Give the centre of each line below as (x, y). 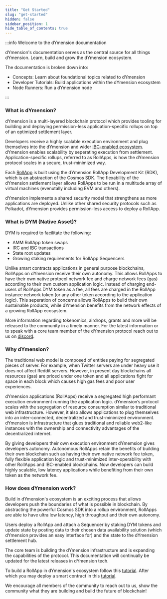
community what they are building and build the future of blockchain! (76, 591)
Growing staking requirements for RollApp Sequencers (68, 258)
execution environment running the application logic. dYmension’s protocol (82, 402)
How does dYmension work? (41, 488)
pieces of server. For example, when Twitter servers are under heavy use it (82, 365)
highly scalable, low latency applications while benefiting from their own (79, 470)
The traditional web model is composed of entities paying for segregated (80, 360)
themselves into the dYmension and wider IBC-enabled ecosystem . (74, 147)
